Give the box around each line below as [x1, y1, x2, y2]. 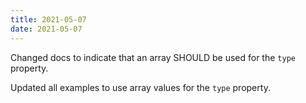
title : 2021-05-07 [10, 14, 87, 25]
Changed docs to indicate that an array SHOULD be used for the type [10, 51, 296, 63]
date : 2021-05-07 [10, 24, 83, 34]
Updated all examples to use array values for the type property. [10, 81, 271, 93]
